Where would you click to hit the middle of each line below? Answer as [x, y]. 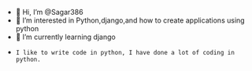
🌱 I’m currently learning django [65, 37]
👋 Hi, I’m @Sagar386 [50, 12]
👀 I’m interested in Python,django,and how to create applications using [130, 20]
